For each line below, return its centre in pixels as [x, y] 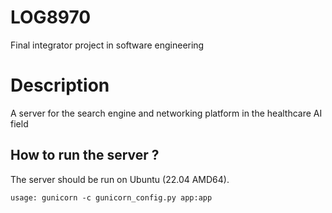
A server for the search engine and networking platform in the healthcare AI [166, 113]
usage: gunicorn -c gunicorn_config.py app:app [111, 197]
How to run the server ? [85, 155]
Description [60, 85]
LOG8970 [51, 17]
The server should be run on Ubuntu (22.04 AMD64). [120, 179]
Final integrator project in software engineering [107, 45]
